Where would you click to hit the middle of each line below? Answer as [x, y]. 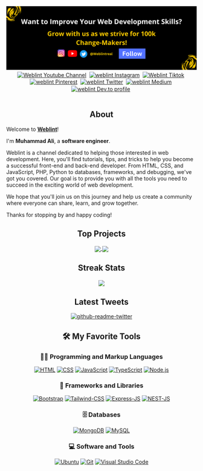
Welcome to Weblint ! [33, 129]
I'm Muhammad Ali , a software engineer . [58, 141]
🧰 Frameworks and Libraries [101, 386]
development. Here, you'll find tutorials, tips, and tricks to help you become [100, 159]
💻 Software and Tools [101, 446]
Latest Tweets [101, 302]
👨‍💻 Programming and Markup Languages [101, 356]
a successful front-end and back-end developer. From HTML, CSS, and [95, 165]
